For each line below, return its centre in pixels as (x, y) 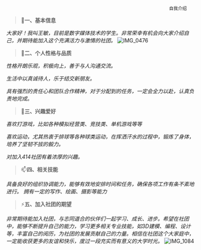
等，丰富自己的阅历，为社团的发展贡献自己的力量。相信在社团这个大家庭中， (100, 234)
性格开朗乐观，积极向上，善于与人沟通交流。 (61, 66)
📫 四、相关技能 (39, 169)
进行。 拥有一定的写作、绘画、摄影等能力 (57, 192)
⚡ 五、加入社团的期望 (46, 204)
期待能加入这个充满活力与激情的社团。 (69, 40)
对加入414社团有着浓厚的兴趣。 (45, 157)
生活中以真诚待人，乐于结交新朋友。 (51, 78)
